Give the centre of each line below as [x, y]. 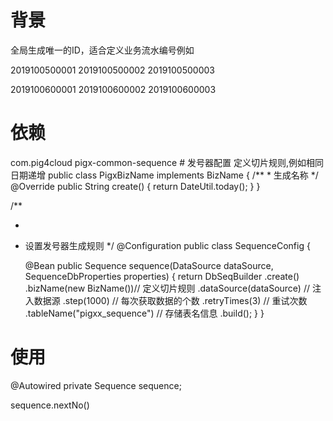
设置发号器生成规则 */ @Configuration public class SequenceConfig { [167, 245]
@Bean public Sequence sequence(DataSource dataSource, [149, 265]
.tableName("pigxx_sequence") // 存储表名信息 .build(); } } [144, 313]
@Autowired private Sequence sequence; [96, 385]
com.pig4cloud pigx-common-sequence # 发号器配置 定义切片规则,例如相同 [167, 162]
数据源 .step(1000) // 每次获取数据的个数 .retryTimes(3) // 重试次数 [170, 300]
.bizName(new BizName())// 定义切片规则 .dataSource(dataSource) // [167, 288]
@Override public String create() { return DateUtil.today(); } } [135, 186]
